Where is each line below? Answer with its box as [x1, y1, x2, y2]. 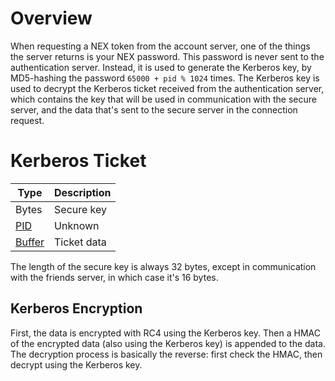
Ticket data [54, 235, 107, 249]
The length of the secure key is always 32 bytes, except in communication [10, 260, 317, 272]
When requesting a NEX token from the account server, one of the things [10, 40, 311, 52]
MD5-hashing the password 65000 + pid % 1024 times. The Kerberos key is [10, 72, 320, 84]
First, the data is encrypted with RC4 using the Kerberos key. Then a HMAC [10, 327, 321, 339]
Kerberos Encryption [10, 300, 143, 317]
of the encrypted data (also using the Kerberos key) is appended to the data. [10, 337, 326, 349]
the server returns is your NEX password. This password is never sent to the [10, 50, 325, 62]
